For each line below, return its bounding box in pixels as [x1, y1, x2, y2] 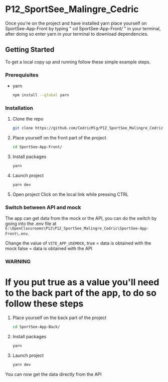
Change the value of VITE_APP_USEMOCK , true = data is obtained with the [5, 240, 151, 246]
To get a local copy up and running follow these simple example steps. [5, 59, 151, 65]
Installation [5, 104, 34, 111]
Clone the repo [12, 116, 44, 122]
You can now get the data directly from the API [5, 371, 102, 377]
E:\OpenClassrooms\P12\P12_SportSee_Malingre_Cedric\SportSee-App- [5, 226, 149, 231]
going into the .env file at [5, 220, 57, 227]
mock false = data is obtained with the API [5, 246, 93, 252]
